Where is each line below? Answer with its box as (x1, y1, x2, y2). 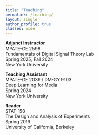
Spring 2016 (5, 119, 30, 125)
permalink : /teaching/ (5, 12, 53, 17)
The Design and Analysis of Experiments (5, 113, 90, 119)
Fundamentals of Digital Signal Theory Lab (5, 51, 94, 57)
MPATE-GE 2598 (5, 46, 41, 52)
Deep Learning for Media (5, 82, 57, 88)
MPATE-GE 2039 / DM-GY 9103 (5, 77, 72, 83)
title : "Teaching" (5, 7, 44, 13)
